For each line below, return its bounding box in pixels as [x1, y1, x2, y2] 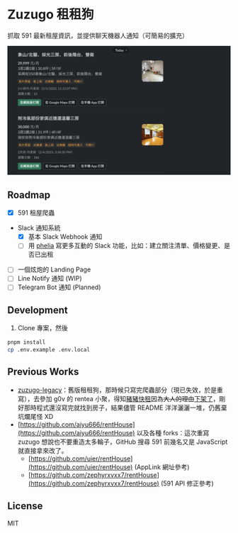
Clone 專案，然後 [17, 324, 69, 332]
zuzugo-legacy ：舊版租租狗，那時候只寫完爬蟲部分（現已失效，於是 [17, 386, 217, 394]
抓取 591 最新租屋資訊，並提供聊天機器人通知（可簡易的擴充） [7, 31, 189, 40]
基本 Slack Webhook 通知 [28, 232, 103, 241]
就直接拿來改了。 [17, 446, 68, 454]
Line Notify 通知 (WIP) [17, 274, 83, 283]
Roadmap [7, 189, 51, 201]
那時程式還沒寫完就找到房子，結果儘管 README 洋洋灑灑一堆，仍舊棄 [23, 403, 227, 412]
